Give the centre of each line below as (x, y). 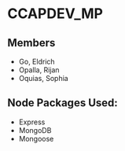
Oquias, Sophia (43, 78)
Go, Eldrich (37, 61)
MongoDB (35, 130)
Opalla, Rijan (39, 70)
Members (31, 43)
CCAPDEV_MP (55, 14)
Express (32, 122)
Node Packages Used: (63, 103)
